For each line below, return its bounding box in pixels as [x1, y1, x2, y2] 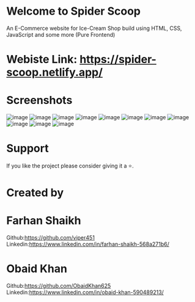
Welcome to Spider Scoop [6, 4, 141, 18]
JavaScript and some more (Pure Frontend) [6, 31, 116, 38]
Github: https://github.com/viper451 [6, 234, 95, 241]
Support [6, 142, 49, 155]
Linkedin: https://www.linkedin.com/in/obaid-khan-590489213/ [6, 289, 164, 296]
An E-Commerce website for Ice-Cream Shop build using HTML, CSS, [6, 24, 182, 32]
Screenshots [6, 94, 73, 108]
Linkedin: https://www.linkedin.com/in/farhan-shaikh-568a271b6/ [6, 240, 169, 248]
